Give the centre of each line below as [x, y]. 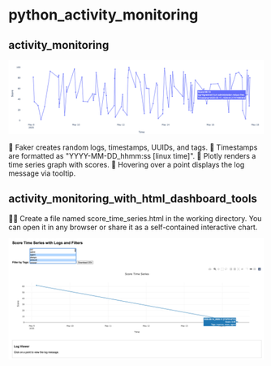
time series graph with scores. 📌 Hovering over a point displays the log [127, 164]
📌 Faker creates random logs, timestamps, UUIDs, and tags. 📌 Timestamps [133, 147]
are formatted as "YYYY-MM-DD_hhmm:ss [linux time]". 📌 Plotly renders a [132, 155]
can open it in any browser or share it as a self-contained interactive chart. [133, 227]
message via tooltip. [42, 173]
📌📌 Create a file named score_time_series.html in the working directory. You [135, 218]
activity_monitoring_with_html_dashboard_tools [133, 199]
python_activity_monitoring [103, 15]
